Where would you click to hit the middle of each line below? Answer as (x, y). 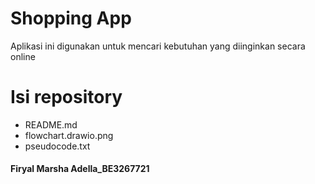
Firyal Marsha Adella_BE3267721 (80, 169)
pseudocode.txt (57, 146)
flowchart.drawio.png (69, 135)
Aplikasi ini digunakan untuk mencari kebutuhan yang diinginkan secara (158, 46)
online (23, 56)
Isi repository (66, 97)
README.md (51, 124)
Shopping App (71, 18)
